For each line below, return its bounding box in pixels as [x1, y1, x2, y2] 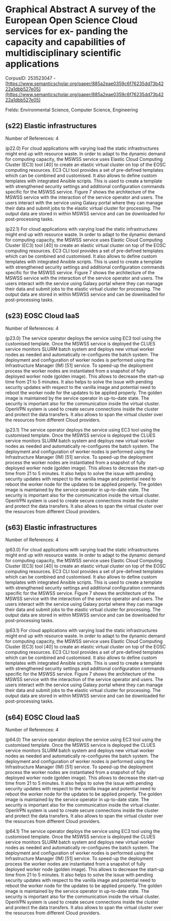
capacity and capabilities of [5, 36, 126, 48]
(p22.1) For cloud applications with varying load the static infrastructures [5, 226, 158, 232]
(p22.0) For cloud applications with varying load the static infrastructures [5, 145, 159, 151]
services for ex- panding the [5, 26, 129, 37]
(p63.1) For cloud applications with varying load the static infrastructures [5, 627, 158, 633]
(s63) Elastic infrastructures [5, 523, 97, 531]
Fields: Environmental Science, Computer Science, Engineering [5, 107, 138, 113]
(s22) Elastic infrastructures [5, 121, 97, 130]
